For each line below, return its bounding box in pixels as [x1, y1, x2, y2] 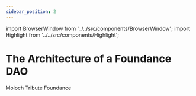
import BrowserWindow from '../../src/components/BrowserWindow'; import [5, 25, 191, 32]
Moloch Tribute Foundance [5, 84, 72, 91]
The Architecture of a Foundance [5, 52, 172, 65]
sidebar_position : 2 [5, 8, 57, 15]
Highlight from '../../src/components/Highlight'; [5, 31, 120, 39]
